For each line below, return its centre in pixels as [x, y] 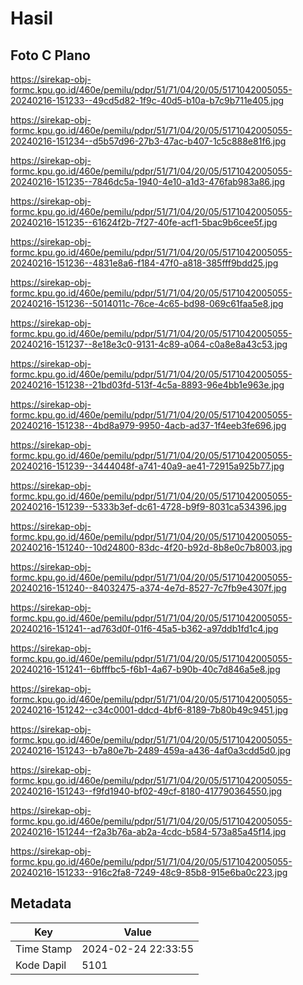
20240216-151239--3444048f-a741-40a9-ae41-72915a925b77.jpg [147, 466]
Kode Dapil [41, 965]
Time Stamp [44, 949]
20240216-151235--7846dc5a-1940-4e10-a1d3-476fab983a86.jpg [148, 181]
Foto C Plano [50, 55]
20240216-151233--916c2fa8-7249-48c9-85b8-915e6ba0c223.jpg [149, 872]
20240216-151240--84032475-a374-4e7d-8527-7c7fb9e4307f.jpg [148, 588]
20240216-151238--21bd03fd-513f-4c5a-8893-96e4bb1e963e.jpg [147, 385]
